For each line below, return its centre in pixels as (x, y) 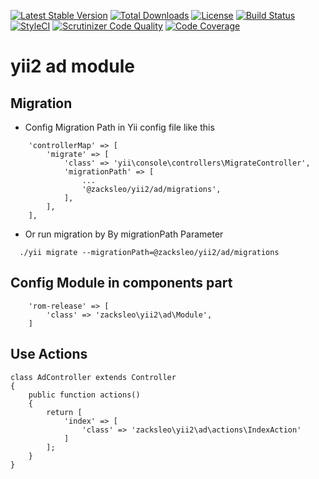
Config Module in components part (121, 283)
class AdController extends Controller (93, 377)
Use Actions (49, 354)
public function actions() (84, 395)
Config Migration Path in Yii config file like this (119, 127)
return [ (64, 412)
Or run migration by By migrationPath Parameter (124, 234)
